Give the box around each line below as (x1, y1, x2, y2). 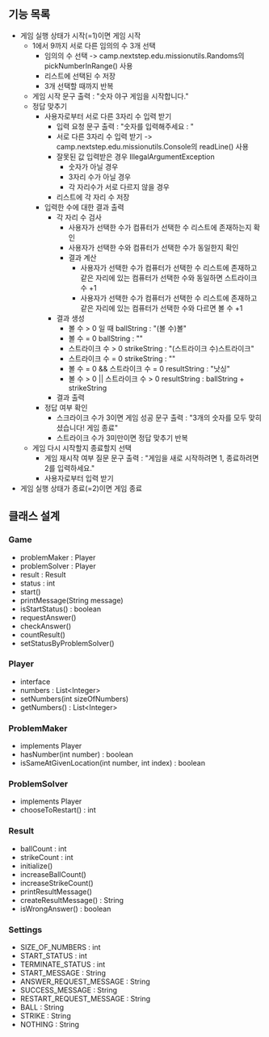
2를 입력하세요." (44, 463, 95, 472)
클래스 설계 (8, 510, 61, 523)
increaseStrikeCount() (19, 878, 95, 888)
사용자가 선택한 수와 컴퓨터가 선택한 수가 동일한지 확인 (68, 242, 239, 252)
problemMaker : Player (19, 552, 96, 562)
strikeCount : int (19, 852, 74, 862)
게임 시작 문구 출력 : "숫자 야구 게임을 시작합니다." (32, 91, 189, 101)
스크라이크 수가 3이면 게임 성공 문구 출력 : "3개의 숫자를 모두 (56, 413, 247, 422)
